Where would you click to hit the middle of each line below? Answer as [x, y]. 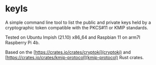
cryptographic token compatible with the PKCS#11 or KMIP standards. [77, 27]
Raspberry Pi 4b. [22, 42]
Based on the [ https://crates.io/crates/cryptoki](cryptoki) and [68, 52]
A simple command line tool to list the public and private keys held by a [78, 22]
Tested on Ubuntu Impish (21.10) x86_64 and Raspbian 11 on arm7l [73, 37]
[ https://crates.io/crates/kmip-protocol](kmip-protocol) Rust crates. [75, 57]
